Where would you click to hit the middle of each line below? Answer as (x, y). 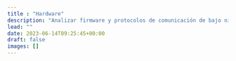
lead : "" (20, 27)
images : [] (23, 46)
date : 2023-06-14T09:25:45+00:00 (56, 33)
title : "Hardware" (36, 14)
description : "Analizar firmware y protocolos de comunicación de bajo (114, 20)
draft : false (26, 40)
